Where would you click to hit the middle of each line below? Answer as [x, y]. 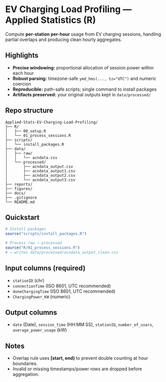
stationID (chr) [28, 280]
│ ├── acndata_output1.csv [40, 171]
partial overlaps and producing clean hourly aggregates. [64, 40]
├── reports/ [19, 184]
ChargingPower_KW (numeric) [41, 296]
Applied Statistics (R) [50, 20]
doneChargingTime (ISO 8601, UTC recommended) [64, 291]
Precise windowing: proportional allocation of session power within [83, 67]
